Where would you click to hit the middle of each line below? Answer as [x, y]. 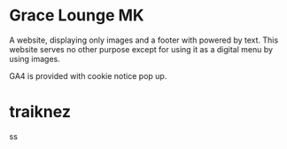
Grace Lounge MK [77, 16]
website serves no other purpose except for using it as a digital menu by [141, 49]
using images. [35, 59]
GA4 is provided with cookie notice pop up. [88, 75]
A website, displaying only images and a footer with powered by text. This [144, 40]
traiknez [40, 112]
